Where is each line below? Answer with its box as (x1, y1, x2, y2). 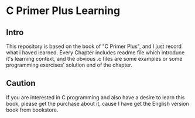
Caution (6, 78, 36, 88)
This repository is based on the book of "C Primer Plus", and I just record (6, 43, 182, 50)
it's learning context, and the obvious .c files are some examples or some (6, 55, 183, 62)
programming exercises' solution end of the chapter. (6, 61, 133, 68)
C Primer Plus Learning (6, 4, 121, 18)
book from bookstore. (6, 106, 59, 113)
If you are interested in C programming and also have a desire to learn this (6, 93, 185, 100)
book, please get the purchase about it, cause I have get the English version (6, 100, 189, 107)
